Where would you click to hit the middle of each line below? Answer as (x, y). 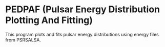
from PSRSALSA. (23, 40)
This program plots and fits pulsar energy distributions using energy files (82, 34)
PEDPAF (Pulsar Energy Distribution (83, 9)
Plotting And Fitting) (49, 20)
